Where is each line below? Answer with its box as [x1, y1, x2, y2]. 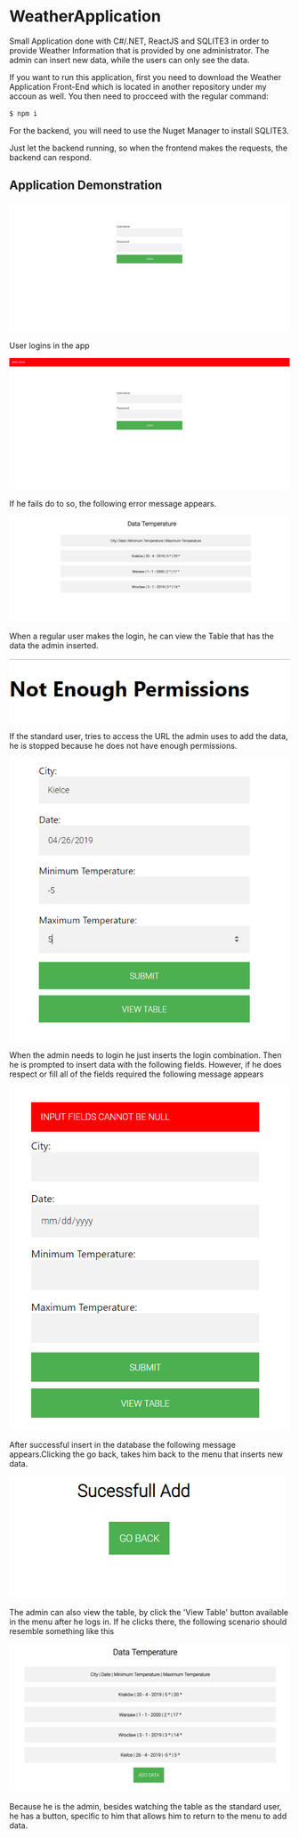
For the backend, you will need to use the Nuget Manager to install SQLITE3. [9, 125, 289, 135]
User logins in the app [9, 340, 91, 351]
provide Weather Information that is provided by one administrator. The [9, 45, 270, 55]
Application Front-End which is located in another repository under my [9, 81, 267, 92]
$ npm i [9, 109, 38, 118]
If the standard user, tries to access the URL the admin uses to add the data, [9, 731, 288, 742]
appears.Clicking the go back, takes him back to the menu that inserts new [9, 1449, 283, 1460]
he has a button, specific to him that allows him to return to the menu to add [9, 1810, 287, 1822]
